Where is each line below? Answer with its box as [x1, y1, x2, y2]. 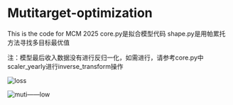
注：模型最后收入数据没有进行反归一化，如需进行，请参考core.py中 [7, 53, 204, 62]
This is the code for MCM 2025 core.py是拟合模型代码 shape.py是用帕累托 [7, 29, 226, 38]
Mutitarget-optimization [7, 5, 153, 21]
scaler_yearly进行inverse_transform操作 [7, 62, 124, 70]
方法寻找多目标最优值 [7, 38, 70, 47]
